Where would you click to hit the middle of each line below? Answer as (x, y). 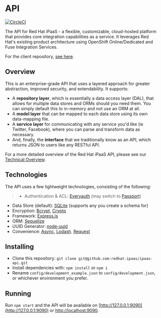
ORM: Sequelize (28, 221)
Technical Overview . (25, 159)
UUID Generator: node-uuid (40, 226)
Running (18, 293)
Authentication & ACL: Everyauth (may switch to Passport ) (83, 196)
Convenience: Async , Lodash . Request (51, 231)
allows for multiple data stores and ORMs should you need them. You (81, 103)
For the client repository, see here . (40, 56)
